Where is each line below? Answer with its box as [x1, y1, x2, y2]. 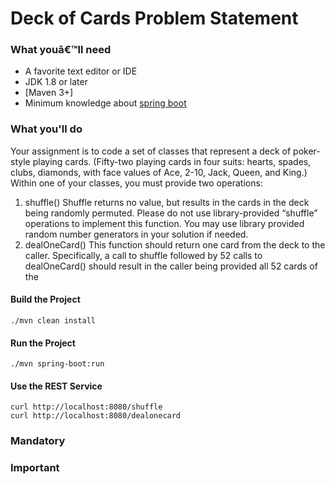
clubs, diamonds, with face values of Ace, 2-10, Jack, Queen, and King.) [10, 166, 308, 178]
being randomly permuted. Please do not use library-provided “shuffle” [24, 207, 318, 219]
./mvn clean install [10, 315, 97, 326]
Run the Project [10, 337, 76, 349]
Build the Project [10, 293, 81, 306]
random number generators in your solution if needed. [24, 228, 249, 240]
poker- [293, 145, 321, 157]
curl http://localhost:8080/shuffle [10, 402, 163, 412]
